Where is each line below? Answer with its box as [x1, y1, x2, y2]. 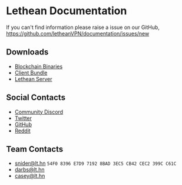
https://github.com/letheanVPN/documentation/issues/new [6, 30, 150, 37]
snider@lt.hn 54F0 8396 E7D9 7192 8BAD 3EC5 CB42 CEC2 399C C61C [14, 160, 177, 167]
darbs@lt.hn [14, 166, 45, 173]
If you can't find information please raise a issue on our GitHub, [6, 24, 160, 31]
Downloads [6, 47, 49, 57]
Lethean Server [14, 75, 52, 82]
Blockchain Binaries [14, 63, 63, 70]
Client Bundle [14, 69, 48, 76]
